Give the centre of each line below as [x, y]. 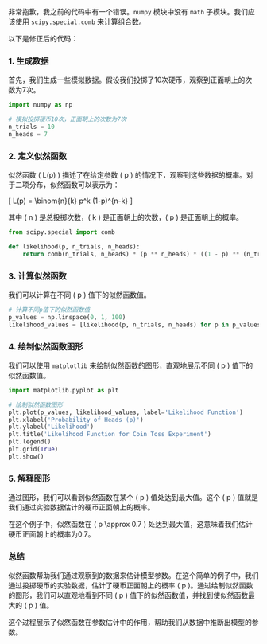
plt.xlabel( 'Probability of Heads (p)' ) [76, 420]
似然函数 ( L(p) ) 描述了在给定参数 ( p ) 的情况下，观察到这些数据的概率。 [128, 175]
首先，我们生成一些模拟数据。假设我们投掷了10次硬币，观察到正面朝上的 [127, 80]
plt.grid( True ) [33, 449]
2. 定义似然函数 [38, 156]
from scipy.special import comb [62, 232]
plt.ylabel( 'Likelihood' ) [51, 427]
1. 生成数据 [29, 60]
